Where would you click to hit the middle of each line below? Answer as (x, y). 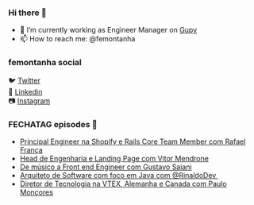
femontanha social (45, 63)
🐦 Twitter (25, 80)
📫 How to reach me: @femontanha (77, 39)
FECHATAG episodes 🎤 (53, 124)
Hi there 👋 (28, 13)
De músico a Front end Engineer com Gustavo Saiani (106, 167)
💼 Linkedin (25, 91)
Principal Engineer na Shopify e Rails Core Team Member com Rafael (133, 141)
